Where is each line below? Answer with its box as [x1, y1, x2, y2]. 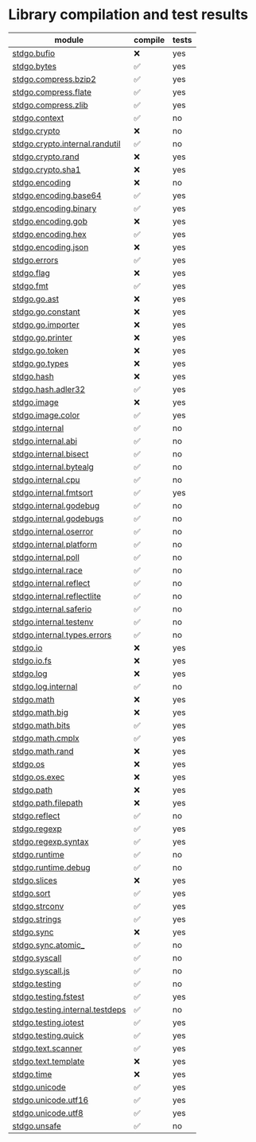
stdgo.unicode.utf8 [12, 1107, 83, 1118]
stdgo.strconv [12, 900, 64, 911]
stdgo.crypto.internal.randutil [12, 138, 121, 149]
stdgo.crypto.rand [12, 151, 80, 162]
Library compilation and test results [8, 6, 249, 24]
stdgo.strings [12, 913, 62, 924]
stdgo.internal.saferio [12, 603, 92, 614]
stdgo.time [12, 1068, 52, 1079]
